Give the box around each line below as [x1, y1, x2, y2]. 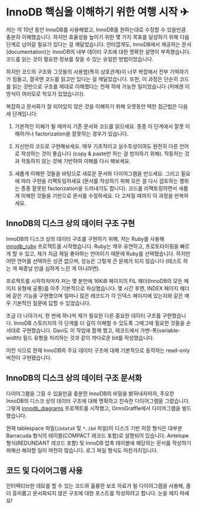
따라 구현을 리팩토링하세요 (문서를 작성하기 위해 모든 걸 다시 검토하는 [21, 177, 178, 184]
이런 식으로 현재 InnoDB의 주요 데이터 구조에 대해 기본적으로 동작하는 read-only [6, 347, 190, 354]
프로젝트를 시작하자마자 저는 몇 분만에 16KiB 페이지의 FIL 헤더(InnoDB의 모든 [6, 277, 183, 284]
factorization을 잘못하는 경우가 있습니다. [35, 130, 129, 137]
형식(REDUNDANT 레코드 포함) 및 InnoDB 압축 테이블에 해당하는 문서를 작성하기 [6, 439, 191, 446]
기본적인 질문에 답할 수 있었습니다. [12, 299, 91, 306]
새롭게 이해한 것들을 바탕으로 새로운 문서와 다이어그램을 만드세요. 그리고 [14, 169, 180, 177]
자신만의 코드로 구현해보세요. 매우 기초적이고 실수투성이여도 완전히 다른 [14, 142, 178, 149]
